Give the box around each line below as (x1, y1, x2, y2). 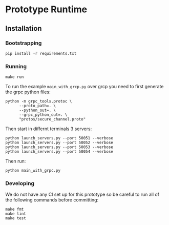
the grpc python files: (5, 89, 51, 95)
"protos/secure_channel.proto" (18, 117, 86, 122)
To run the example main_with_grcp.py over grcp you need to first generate (5, 84, 164, 90)
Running (5, 63, 27, 70)
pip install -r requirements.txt (5, 51, 77, 56)
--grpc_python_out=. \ (18, 112, 68, 117)
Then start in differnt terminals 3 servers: (5, 126, 92, 132)
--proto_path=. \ (18, 104, 56, 109)
